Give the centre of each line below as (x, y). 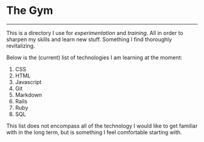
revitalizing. (21, 45)
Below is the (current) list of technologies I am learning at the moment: (94, 57)
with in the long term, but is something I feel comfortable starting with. (94, 132)
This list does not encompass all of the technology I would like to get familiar (102, 126)
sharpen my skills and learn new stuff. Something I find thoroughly (89, 39)
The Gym (30, 11)
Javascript (28, 82)
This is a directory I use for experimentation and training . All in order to (95, 33)
